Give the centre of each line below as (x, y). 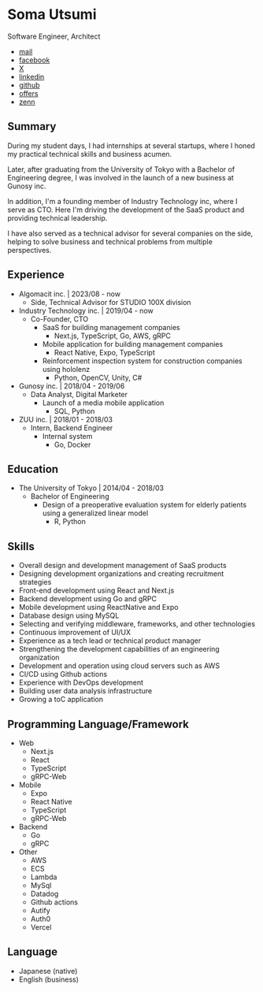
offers (28, 93)
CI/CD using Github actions (63, 674)
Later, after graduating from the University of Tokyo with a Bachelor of (121, 169)
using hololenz (66, 369)
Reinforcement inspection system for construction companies (142, 361)
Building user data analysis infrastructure (85, 691)
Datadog (44, 894)
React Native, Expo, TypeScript (104, 352)
